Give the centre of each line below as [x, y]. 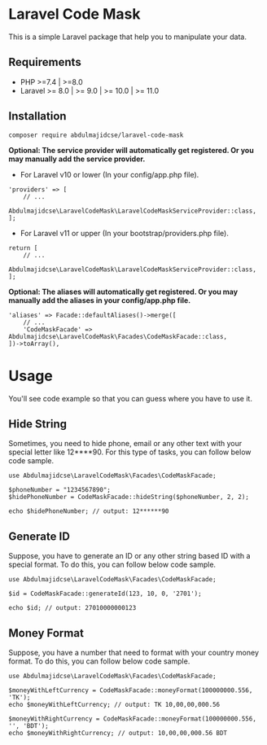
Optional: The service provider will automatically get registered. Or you [131, 150]
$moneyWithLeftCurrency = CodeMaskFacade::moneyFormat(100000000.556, [131, 690]
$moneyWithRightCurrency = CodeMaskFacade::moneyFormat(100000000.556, [132, 719]
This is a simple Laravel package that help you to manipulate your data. [127, 37]
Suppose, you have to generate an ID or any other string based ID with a [129, 556]
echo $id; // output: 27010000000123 [72, 608]
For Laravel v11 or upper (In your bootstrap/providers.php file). [125, 233]
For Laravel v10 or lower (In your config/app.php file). [109, 174]
